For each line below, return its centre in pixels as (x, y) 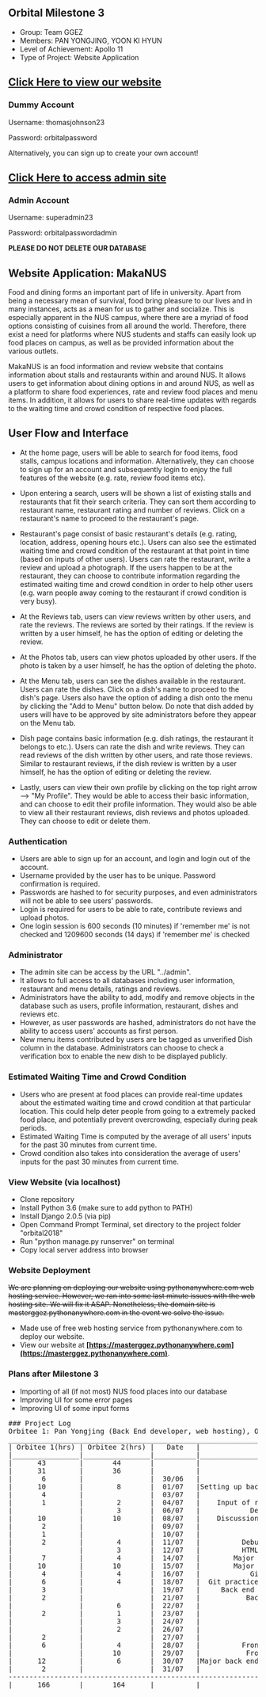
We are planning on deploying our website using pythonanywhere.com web (131, 1287)
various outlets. (34, 351)
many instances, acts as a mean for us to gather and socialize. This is (122, 309)
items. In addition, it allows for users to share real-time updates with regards (133, 400)
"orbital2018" (41, 1233)
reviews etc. (40, 1014)
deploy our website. (52, 1337)
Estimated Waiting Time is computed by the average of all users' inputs (135, 1136)
